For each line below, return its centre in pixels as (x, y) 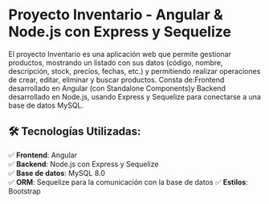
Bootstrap (25, 191)
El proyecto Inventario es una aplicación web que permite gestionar (120, 54)
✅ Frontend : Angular (43, 155)
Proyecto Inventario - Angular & (116, 15)
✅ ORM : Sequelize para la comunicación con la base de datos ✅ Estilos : (128, 182)
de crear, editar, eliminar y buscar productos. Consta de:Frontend (116, 80)
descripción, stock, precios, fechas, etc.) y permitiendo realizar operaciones (134, 71)
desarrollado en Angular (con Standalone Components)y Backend (117, 88)
